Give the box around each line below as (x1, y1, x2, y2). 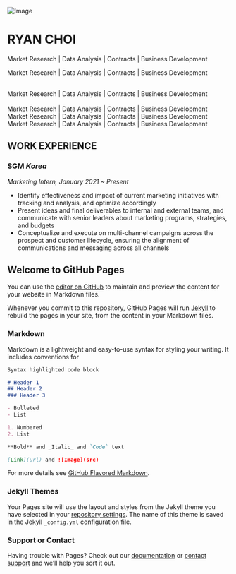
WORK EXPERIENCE (7, 140, 97, 152)
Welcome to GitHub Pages (7, 264, 125, 276)
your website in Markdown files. (7, 290, 100, 299)
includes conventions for (7, 352, 80, 361)
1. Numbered (7, 424, 42, 431)
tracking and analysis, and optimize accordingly (17, 198, 156, 207)
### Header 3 (7, 392, 46, 399)
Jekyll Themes (7, 486, 59, 496)
